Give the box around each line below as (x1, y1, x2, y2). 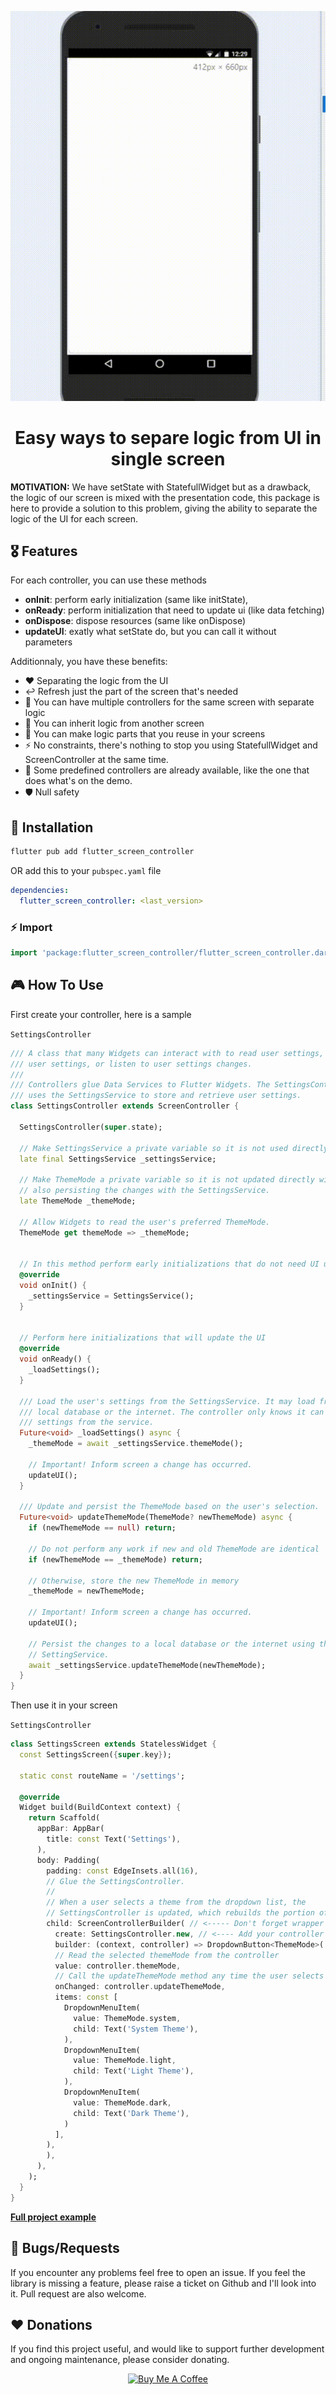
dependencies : (10, 886, 70, 896)
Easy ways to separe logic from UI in (14, 426, 322, 449)
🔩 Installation (10, 819, 94, 836)
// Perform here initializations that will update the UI (19, 1333, 267, 1343)
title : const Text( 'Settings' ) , (46, 1834, 182, 1845)
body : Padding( (36, 1855, 101, 1865)
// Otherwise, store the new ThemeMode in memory (28, 1576, 240, 1586)
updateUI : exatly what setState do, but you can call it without (24, 626, 277, 638)
